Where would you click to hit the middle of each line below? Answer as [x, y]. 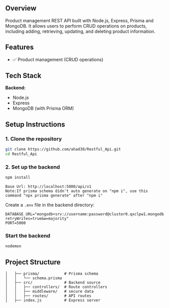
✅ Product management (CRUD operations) [58, 59]
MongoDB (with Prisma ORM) [43, 108]
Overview [21, 8]
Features [19, 47]
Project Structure [33, 262]
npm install [18, 178]
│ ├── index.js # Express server [53, 300]
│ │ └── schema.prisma [34, 278]
